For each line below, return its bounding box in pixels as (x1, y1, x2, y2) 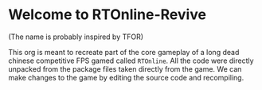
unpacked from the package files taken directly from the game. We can (8, 64, 242, 73)
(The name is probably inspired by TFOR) (8, 32, 144, 41)
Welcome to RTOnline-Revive (8, 6, 207, 24)
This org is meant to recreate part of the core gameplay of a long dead (8, 47, 240, 57)
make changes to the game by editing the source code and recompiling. (8, 72, 244, 82)
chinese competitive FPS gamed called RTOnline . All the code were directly (8, 56, 254, 65)
